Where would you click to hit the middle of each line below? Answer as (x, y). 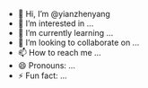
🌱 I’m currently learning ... (65, 33)
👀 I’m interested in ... (56, 23)
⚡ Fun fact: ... (42, 75)
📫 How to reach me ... (59, 53)
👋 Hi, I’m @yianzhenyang (64, 14)
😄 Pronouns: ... (47, 66)
